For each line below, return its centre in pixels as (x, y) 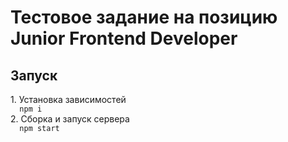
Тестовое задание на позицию (144, 17)
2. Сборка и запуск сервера (70, 119)
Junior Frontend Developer (124, 38)
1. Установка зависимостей (68, 99)
